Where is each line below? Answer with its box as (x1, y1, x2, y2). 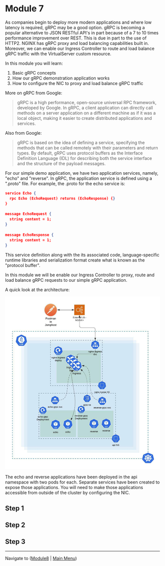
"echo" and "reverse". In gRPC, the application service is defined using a (5, 175, 152, 181)
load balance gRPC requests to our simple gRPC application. (5, 277, 128, 283)
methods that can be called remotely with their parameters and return (17, 145, 158, 151)
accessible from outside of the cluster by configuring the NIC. (5, 490, 130, 496)
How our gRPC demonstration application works (12, 75, 110, 81)
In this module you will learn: (5, 60, 63, 66)
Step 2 (5, 521, 26, 529)
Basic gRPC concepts (12, 70, 56, 75)
